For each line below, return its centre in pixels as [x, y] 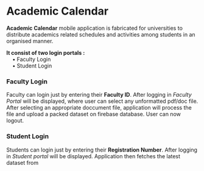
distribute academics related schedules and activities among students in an [101, 34]
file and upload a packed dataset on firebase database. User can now [93, 114]
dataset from [22, 162]
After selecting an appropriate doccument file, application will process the [99, 108]
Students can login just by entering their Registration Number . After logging [102, 150]
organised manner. [30, 41]
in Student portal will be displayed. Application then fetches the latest [93, 156]
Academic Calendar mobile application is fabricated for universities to [94, 28]
